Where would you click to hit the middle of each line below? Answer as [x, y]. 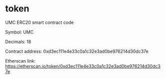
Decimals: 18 [18, 41]
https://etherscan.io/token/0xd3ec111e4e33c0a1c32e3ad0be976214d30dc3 [83, 66]
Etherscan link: [20, 61]
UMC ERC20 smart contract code [39, 22]
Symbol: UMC [19, 32]
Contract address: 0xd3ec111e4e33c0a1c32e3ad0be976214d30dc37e [77, 51]
